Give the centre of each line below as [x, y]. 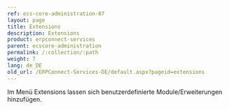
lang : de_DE [25, 65]
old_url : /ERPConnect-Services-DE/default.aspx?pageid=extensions [106, 72]
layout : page [26, 20]
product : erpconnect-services [51, 40]
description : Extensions [43, 33]
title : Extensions [34, 26]
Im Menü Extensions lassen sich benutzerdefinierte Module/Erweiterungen [115, 92]
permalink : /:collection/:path [53, 53]
